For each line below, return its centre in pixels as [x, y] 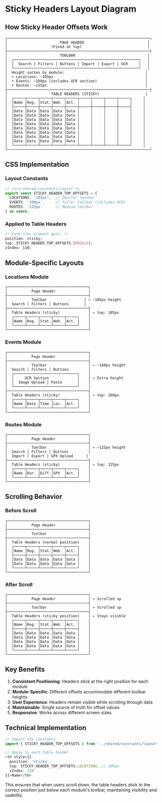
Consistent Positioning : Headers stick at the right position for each [80, 681]
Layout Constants [27, 179]
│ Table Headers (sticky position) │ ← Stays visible [65, 616]
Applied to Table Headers [36, 224]
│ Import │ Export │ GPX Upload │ [47, 456]
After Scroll [19, 584]
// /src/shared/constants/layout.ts [42, 189]
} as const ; [17, 211]
